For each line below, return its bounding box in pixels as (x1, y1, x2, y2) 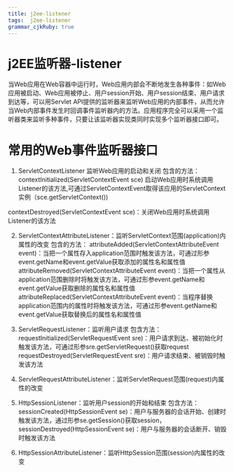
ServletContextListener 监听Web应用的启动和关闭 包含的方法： (18, 167, 200, 175)
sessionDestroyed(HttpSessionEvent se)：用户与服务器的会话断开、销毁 (18, 425, 227, 433)
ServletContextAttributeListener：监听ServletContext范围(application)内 (18, 232, 226, 240)
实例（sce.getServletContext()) (18, 193, 109, 202)
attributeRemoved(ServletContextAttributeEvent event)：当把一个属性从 (18, 267, 226, 275)
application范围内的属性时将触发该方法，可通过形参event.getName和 (18, 302, 217, 310)
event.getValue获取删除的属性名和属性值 (18, 284, 136, 293)
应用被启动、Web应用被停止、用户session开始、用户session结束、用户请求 (8, 89, 225, 97)
